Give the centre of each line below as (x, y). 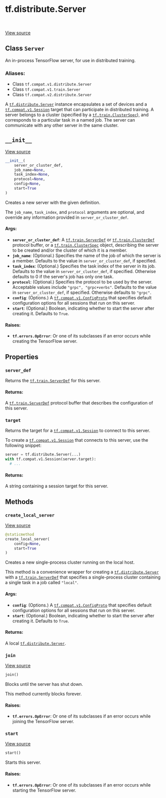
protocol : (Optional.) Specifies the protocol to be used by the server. (82, 282)
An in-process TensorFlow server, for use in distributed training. (70, 60)
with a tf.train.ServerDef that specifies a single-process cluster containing (83, 577)
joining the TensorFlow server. (43, 722)
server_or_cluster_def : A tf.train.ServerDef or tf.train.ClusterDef (83, 240)
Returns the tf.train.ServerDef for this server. (53, 380)
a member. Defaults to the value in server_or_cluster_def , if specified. (84, 261)
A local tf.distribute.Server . (35, 643)
